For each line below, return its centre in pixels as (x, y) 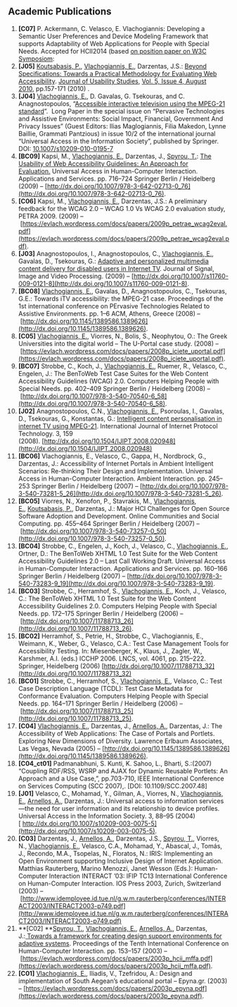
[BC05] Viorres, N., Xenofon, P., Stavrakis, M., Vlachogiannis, (107, 501)
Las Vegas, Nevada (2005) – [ (61, 748)
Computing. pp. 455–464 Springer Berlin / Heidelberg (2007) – (109, 523)
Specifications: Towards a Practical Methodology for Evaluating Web (117, 73)
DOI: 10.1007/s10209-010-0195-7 (66, 148)
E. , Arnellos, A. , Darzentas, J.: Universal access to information (108, 801)
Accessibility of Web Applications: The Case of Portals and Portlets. (116, 733)
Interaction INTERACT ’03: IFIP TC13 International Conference (138, 876)
